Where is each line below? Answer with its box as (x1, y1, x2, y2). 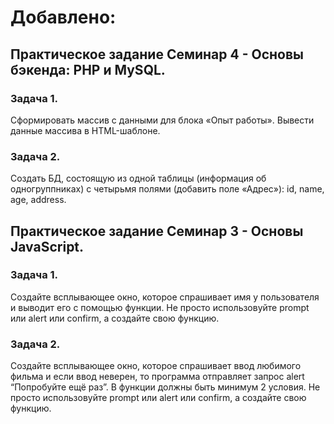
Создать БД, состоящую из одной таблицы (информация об (10, 172, 267, 185)
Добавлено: (10, 6, 117, 29)
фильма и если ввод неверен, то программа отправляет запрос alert (10, 371, 305, 383)
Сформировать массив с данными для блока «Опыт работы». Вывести (10, 114, 315, 126)
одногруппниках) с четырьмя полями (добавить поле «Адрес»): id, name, (10, 183, 325, 195)
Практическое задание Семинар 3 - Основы (10, 222, 304, 240)
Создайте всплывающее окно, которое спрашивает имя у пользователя (10, 291, 320, 303)
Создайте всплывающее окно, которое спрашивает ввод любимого (10, 360, 302, 372)
